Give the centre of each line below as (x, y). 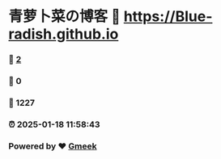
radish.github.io (64, 34)
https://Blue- (168, 17)
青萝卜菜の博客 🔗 (65, 17)
